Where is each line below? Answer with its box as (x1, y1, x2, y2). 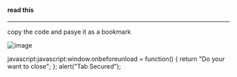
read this (7, 6, 34, 14)
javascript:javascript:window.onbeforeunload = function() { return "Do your (7, 55, 225, 63)
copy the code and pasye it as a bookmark (7, 28, 132, 36)
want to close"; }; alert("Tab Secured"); (7, 62, 121, 71)
